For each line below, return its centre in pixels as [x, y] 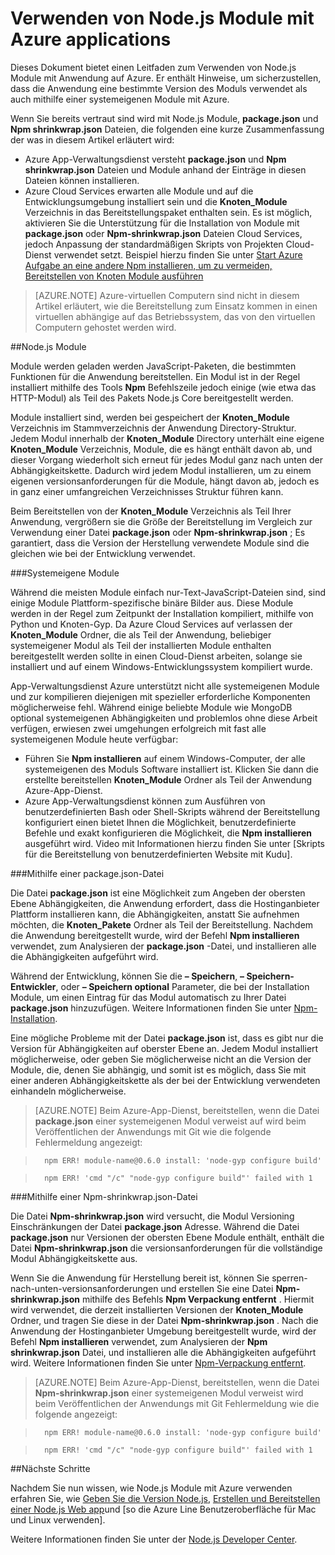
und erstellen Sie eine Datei [217, 1288]
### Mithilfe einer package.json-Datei [87, 873]
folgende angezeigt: [76, 1414]
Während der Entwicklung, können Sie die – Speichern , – [127, 976]
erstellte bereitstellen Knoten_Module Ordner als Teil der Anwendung [168, 779]
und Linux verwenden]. [58, 1519]
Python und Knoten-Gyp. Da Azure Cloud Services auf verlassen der [151, 624]
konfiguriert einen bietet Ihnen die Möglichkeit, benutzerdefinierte [160, 822]
